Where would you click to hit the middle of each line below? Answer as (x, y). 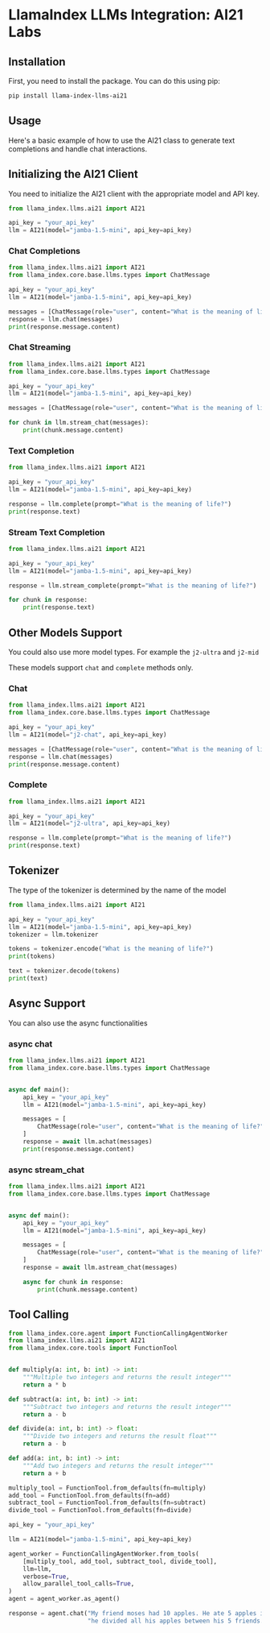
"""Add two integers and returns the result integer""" (119, 1465)
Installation (37, 62)
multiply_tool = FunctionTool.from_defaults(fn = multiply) (107, 1488)
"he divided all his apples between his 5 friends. (176, 1621)
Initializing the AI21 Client (73, 174)
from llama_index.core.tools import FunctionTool (93, 1348)
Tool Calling (39, 1315)
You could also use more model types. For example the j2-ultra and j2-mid (134, 652)
